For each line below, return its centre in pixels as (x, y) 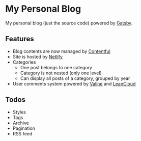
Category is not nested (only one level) (61, 73)
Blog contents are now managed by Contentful (61, 51)
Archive (21, 123)
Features (20, 39)
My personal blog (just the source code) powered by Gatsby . (69, 23)
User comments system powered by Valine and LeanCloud (74, 83)
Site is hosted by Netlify (37, 57)
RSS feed (22, 133)
